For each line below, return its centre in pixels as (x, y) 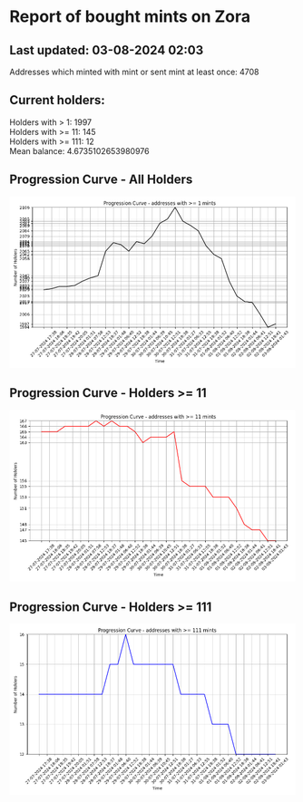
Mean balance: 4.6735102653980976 (79, 150)
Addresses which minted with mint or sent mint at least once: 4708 (135, 72)
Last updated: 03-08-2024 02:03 (107, 50)
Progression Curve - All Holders (101, 180)
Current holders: (58, 100)
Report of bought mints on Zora (130, 17)
